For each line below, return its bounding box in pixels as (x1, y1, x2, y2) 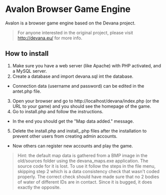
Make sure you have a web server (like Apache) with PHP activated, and (12, 62, 161, 68)
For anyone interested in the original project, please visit (17, 29, 133, 35)
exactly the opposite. (17, 184, 61, 190)
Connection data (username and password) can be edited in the (12, 83, 144, 89)
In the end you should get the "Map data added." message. (12, 118, 134, 124)
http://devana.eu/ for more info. (17, 35, 82, 41)
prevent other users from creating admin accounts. (12, 133, 117, 139)
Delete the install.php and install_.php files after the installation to (12, 128, 147, 134)
